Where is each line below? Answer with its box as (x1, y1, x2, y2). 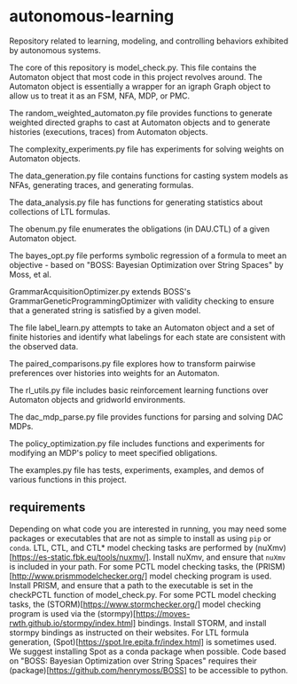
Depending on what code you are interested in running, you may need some (9, 523, 287, 534)
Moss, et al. (9, 269, 51, 279)
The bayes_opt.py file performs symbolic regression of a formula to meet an (9, 250, 287, 261)
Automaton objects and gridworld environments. (9, 394, 186, 405)
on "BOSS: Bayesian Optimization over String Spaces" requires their (9, 655, 257, 666)
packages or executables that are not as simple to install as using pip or (9, 532, 272, 543)
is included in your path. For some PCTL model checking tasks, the (9, 561, 254, 571)
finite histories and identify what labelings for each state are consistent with (9, 331, 286, 342)
